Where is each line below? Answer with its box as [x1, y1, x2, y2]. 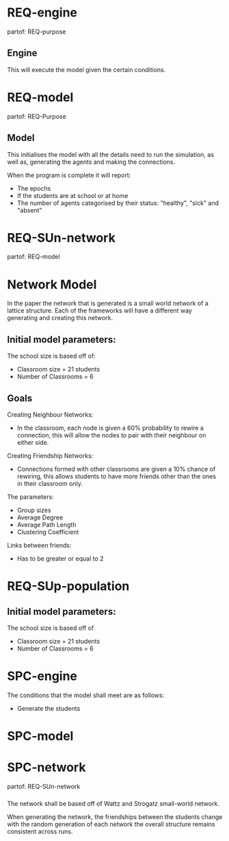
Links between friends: [7, 541, 72, 549]
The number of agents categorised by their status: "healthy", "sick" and [16, 199, 219, 207]
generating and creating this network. [7, 314, 113, 322]
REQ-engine [7, 5, 77, 21]
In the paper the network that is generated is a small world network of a [7, 300, 208, 308]
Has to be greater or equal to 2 [16, 554, 104, 563]
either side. [16, 439, 49, 446]
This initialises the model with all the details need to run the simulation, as [7, 150, 214, 158]
